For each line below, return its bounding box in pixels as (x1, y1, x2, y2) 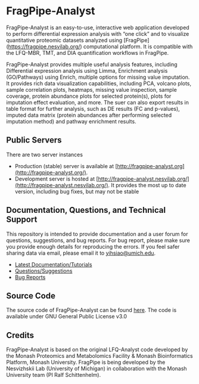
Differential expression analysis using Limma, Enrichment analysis (6, 67, 168, 74)
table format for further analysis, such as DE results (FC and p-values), (6, 105, 180, 112)
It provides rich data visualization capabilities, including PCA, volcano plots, (6, 79, 192, 87)
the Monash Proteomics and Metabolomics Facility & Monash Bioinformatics (6, 352, 193, 360)
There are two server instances (6, 151, 83, 158)
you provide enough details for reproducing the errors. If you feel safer (6, 243, 180, 250)
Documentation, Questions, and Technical (6, 205, 166, 215)
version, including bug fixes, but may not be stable (14, 188, 139, 195)
